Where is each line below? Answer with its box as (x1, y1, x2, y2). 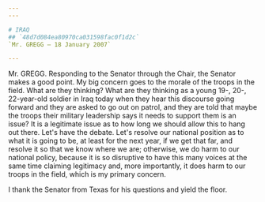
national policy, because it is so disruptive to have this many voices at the (8, 153, 248, 163)
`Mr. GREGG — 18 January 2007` (8, 40, 112, 48)
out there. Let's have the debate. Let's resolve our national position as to (8, 128, 244, 137)
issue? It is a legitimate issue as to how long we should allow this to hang (8, 119, 245, 129)
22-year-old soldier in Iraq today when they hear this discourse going (8, 94, 235, 103)
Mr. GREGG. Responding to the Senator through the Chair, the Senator (8, 69, 236, 79)
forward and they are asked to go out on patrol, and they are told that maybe (8, 103, 258, 112)
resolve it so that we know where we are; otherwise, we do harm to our (8, 144, 240, 154)
